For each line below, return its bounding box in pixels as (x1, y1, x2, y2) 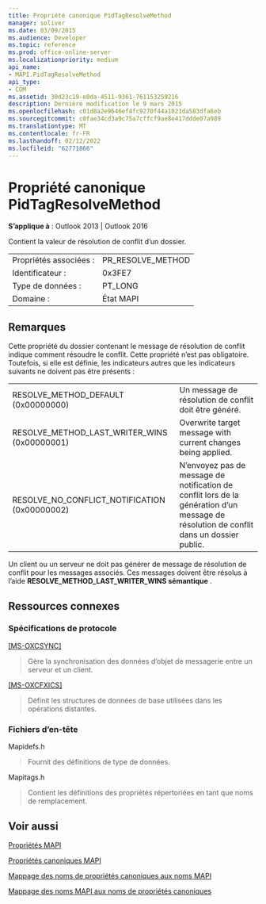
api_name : (8, 63, 41, 71)
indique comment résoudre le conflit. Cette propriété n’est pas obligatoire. (8, 350, 249, 359)
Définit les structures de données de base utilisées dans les (27, 695, 223, 705)
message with (179, 427, 232, 439)
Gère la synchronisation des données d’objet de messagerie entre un (27, 656, 253, 666)
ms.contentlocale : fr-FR (8, 129, 90, 137)
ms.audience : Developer (8, 33, 87, 42)
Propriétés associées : (12, 255, 95, 266)
